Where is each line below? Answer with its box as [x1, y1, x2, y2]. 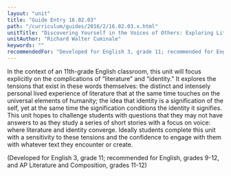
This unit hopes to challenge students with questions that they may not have [7, 111, 223, 119]
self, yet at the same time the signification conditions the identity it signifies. [7, 104, 222, 112]
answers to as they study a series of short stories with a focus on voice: [7, 118, 211, 126]
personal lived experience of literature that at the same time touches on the [7, 89, 220, 97]
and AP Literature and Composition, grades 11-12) [7, 161, 148, 169]
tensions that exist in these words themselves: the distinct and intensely [7, 82, 211, 90]
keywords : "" [7, 42, 45, 49]
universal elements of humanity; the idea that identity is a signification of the [7, 96, 223, 104]
